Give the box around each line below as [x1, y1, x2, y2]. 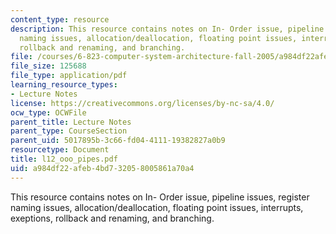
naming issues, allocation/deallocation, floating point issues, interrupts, [10, 201, 304, 213]
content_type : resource [10, 14, 110, 25]
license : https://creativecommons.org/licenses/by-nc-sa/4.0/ [10, 98, 275, 108]
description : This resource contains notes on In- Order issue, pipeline [10, 24, 325, 34]
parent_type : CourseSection [10, 126, 128, 136]
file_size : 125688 [10, 61, 87, 71]
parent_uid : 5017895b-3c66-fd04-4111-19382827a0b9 [10, 136, 226, 146]
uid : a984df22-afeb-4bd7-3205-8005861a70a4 [10, 163, 195, 173]
